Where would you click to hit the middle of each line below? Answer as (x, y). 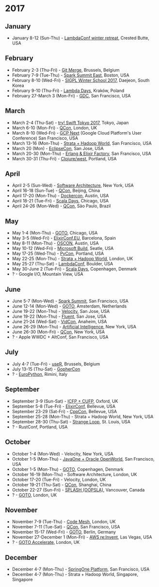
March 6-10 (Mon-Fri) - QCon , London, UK (55, 128)
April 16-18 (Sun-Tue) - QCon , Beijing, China (56, 191)
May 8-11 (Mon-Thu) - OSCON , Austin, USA (55, 243)
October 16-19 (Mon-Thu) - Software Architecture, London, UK (74, 474)
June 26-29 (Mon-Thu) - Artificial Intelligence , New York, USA (74, 327)
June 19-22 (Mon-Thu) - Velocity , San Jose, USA (61, 311)
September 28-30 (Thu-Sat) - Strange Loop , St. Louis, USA (71, 421)
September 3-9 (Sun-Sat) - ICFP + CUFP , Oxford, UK (65, 401)
